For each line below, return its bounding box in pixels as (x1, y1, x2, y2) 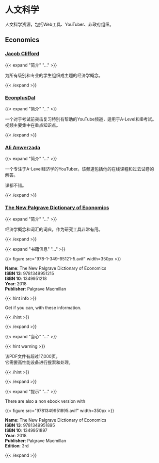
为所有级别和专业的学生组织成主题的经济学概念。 (5, 72, 103, 78)
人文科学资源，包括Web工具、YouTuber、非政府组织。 (5, 21, 114, 27)
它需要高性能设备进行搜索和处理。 (5, 359, 73, 365)
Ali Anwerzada (5, 144, 41, 151)
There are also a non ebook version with (5, 398, 86, 404)
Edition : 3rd (5, 443, 29, 448)
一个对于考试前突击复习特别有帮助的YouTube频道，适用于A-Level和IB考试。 (5, 116, 157, 122)
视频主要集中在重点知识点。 (5, 122, 61, 128)
